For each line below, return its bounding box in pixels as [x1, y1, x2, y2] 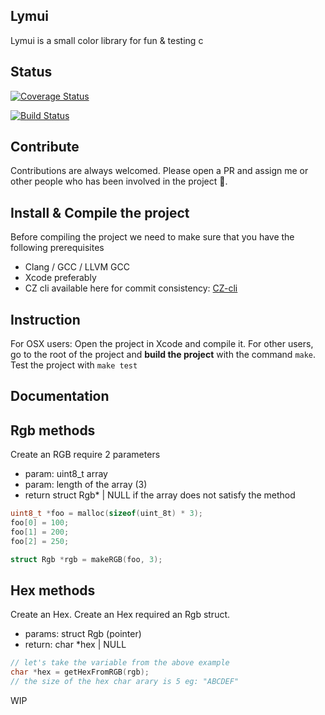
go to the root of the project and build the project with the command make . [10, 349, 317, 361]
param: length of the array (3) [24, 479, 148, 491]
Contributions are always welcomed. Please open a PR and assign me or [10, 165, 309, 177]
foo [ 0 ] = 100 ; [10, 518, 70, 528]
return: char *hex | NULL [24, 639, 127, 651]
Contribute [10, 139, 80, 156]
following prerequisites [10, 242, 105, 254]
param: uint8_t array [24, 468, 108, 480]
